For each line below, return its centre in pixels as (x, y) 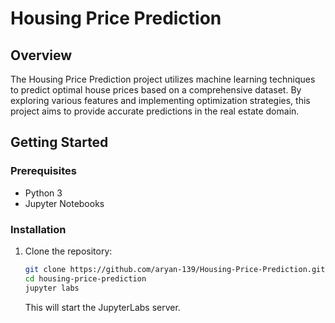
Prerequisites (43, 171)
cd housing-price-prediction (85, 278)
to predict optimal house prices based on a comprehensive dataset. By (156, 90)
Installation (38, 229)
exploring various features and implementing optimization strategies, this (160, 100)
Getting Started (59, 142)
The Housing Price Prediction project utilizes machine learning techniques (163, 79)
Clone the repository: (68, 251)
